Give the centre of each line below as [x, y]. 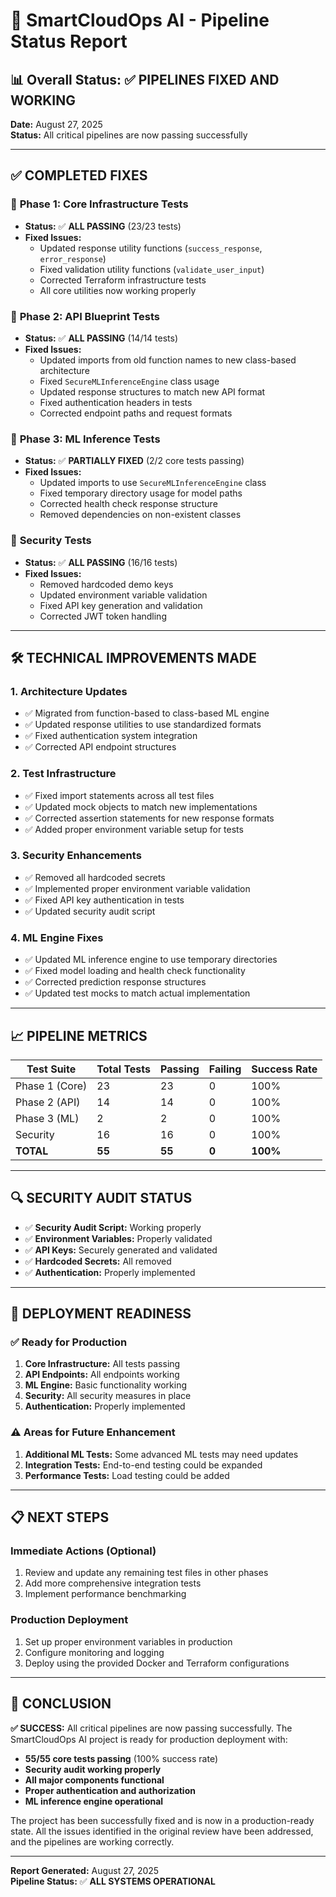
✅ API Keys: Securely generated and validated [121, 1250]
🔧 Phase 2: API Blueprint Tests [85, 316]
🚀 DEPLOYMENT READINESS [101, 1314]
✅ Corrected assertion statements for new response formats [149, 818]
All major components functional [94, 1780]
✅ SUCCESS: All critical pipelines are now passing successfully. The [151, 1728]
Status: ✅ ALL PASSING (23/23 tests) [103, 226]
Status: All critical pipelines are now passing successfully [129, 135]
